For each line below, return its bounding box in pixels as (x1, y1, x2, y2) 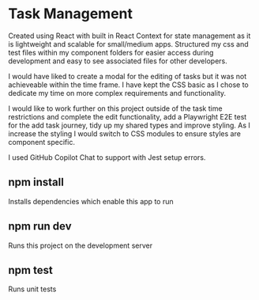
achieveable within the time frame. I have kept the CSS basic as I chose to (8, 80, 249, 89)
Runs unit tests (8, 284, 57, 294)
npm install (8, 176, 65, 189)
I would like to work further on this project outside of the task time (8, 104, 223, 113)
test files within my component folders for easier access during (8, 47, 214, 57)
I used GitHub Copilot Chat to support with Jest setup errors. (8, 152, 206, 162)
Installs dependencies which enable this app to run (8, 196, 174, 206)
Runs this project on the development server (8, 241, 152, 250)
